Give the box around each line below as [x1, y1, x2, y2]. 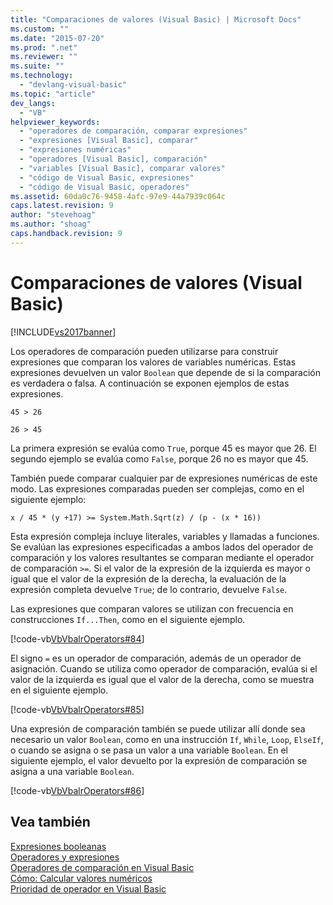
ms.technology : [10, 71, 74, 81]
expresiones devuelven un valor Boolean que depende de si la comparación [10, 366, 321, 378]
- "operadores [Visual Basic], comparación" [19, 154, 208, 164]
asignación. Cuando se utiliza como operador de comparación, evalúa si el [10, 662, 318, 675]
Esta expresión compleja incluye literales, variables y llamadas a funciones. [10, 530, 320, 542]
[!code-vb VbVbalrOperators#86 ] [10, 784, 145, 796]
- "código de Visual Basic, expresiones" [19, 172, 195, 183]
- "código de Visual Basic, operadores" [19, 182, 190, 192]
